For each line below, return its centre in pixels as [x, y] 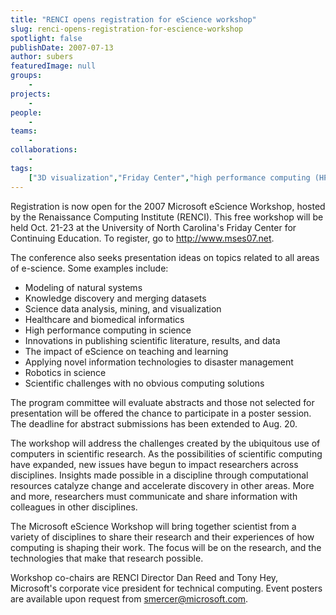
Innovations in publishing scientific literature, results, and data [152, 340]
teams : [24, 131]
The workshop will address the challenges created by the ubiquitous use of [165, 443]
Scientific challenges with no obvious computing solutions [144, 383]
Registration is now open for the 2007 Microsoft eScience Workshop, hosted [168, 206]
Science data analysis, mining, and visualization [123, 308]
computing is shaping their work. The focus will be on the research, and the [166, 547]
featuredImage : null [53, 66]
